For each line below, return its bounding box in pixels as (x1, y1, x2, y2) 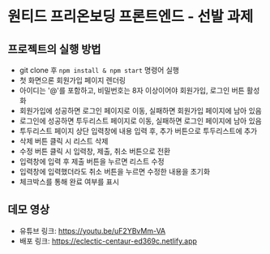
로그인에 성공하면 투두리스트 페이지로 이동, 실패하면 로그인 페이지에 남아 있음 (19, 116, 263, 126)
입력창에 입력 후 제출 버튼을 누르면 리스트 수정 (19, 157, 165, 166)
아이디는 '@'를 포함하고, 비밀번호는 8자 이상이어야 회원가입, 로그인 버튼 (19, 86, 245, 95)
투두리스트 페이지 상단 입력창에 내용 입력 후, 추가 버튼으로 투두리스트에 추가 (19, 127, 258, 136)
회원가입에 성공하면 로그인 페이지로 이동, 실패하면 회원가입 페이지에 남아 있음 (19, 106, 263, 115)
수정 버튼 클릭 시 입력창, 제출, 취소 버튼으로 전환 (19, 147, 171, 156)
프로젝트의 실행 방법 (7, 42, 101, 56)
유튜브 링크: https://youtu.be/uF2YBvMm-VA (19, 226, 166, 235)
